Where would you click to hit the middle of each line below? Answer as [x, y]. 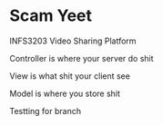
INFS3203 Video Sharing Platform [73, 41]
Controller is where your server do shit [81, 58]
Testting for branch [46, 111]
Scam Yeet [51, 16]
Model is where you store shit [65, 93]
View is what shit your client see [70, 76]
